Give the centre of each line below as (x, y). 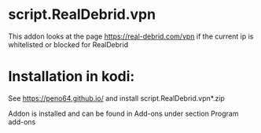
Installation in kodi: (72, 77)
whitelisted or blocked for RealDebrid (68, 44)
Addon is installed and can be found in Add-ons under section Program (123, 113)
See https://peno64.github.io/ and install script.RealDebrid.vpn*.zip (117, 98)
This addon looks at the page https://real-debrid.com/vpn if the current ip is (131, 36)
